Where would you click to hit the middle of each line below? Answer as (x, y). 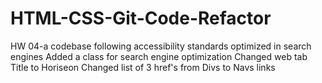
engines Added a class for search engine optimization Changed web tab (159, 56)
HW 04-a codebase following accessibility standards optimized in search (161, 46)
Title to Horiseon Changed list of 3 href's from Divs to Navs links (143, 67)
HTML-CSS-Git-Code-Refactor (141, 18)
